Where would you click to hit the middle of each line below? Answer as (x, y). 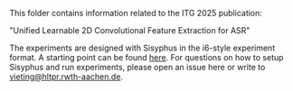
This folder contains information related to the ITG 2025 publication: (136, 13)
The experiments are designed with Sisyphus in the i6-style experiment (142, 48)
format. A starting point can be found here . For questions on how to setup (146, 57)
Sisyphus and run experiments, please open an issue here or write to (137, 67)
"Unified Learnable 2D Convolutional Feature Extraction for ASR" (130, 30)
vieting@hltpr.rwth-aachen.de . (66, 77)
